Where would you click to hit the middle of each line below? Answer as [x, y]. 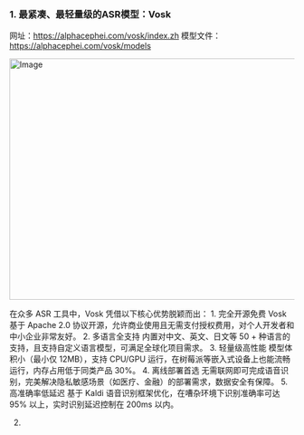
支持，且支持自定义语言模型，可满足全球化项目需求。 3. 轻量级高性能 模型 [147, 348]
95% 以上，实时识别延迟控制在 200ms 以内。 [94, 404]
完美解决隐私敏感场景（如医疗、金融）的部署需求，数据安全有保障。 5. [156, 382]
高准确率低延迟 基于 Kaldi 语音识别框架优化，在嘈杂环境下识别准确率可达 [145, 393]
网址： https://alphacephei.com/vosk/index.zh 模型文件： [115, 36]
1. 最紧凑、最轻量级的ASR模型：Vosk [90, 14]
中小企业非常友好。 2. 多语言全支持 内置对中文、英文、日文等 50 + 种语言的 [150, 336]
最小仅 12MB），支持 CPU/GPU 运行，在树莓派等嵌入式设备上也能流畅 [162, 359]
